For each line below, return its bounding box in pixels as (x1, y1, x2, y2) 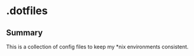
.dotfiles (6, 4, 48, 18)
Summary (6, 28, 43, 38)
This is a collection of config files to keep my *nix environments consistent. (6, 43, 189, 50)
